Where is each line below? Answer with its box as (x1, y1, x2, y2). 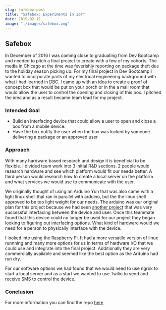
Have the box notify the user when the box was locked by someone (12, 129, 150, 135)
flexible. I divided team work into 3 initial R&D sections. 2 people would (5, 163, 150, 169)
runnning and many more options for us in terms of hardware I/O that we (5, 240, 153, 246)
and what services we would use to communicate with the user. (5, 179, 135, 185)
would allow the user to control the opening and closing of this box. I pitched (5, 90, 162, 96)
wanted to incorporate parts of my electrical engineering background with (5, 74, 156, 80)
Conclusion (5, 288, 34, 295)
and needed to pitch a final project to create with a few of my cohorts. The (5, 58, 157, 64)
